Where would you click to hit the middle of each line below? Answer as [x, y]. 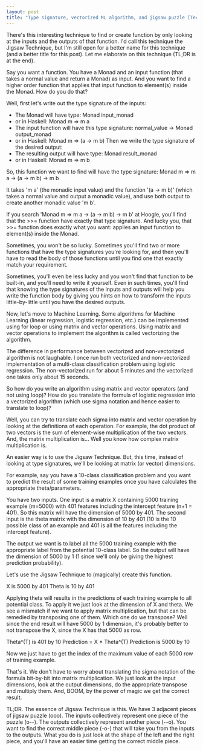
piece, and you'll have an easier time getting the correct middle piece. [93, 741]
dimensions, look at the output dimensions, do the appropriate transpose [97, 684]
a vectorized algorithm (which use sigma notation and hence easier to [93, 401]
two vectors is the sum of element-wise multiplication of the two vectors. [97, 432]
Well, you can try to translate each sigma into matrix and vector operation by [101, 419]
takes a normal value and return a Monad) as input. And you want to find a [99, 79]
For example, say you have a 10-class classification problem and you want [99, 475]
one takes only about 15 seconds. [48, 377]
